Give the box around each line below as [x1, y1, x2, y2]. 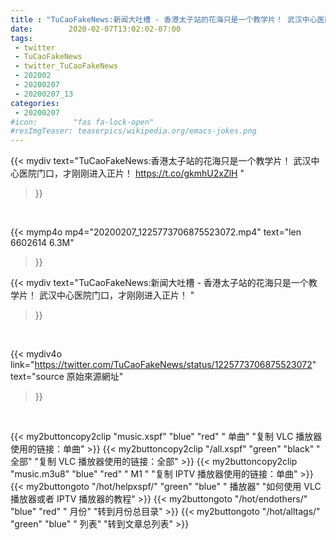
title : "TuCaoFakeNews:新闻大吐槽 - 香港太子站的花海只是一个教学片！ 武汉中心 [10, 14, 318, 25]
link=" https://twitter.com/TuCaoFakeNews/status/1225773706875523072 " [10, 359, 317, 371]
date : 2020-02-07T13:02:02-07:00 [10, 24, 182, 34]
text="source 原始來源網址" [10, 371, 124, 383]
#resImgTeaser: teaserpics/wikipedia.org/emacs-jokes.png [10, 126, 257, 136]
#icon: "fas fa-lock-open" [10, 117, 155, 127]
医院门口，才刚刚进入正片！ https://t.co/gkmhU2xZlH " [18, 167, 245, 180]
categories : [10, 98, 60, 108]
